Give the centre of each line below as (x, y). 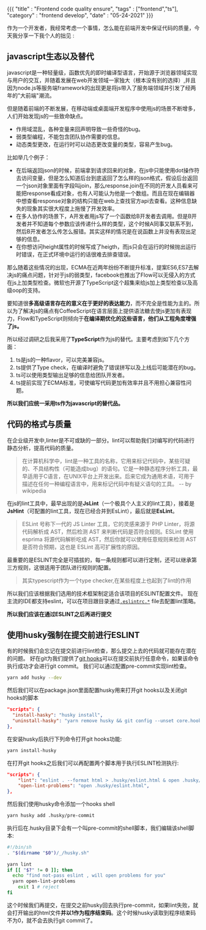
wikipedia (34, 491)
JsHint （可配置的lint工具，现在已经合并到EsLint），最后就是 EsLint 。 (92, 511)
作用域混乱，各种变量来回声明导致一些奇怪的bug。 (80, 129)
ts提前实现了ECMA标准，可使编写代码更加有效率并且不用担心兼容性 (101, 383)
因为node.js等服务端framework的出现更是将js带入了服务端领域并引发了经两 (101, 87)
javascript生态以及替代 (50, 57)
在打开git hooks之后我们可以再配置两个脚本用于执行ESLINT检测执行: (93, 763)
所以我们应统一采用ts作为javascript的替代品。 (65, 403)
